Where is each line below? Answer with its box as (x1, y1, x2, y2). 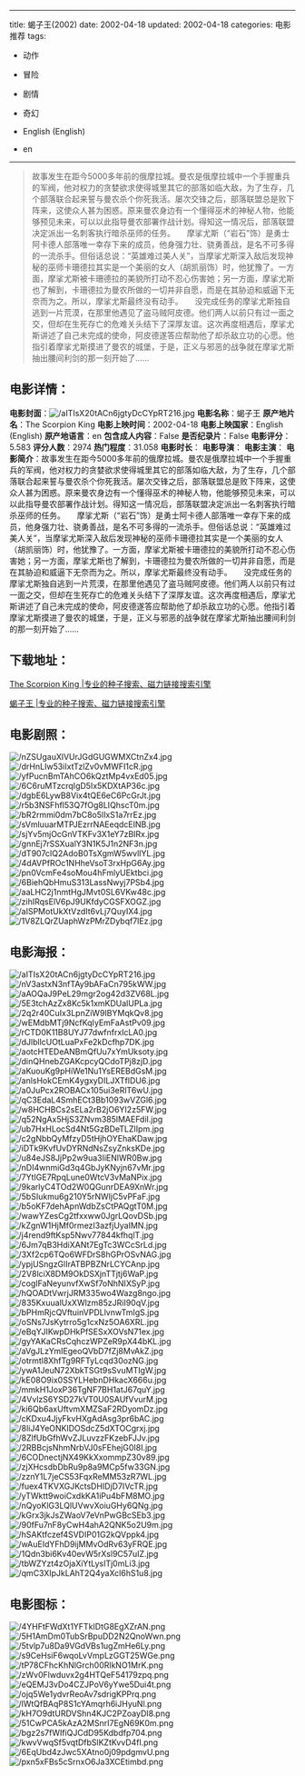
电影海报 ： (9, 944, 70, 960)
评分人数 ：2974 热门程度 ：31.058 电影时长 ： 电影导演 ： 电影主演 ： (33, 442, 285, 453)
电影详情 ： (9, 382, 70, 397)
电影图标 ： (9, 1596, 70, 1611)
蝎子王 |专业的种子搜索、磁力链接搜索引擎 (9, 697, 166, 709)
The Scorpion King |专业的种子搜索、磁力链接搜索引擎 (9, 678, 212, 689)
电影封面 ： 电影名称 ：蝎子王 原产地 (9, 407, 288, 418)
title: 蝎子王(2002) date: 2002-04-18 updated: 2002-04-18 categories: (9, 19, 273, 30)
